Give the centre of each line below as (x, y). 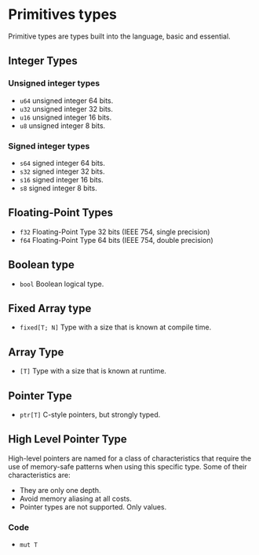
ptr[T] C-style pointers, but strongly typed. (90, 414)
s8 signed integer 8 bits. (58, 188)
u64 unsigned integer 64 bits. (66, 101)
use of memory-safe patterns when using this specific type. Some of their (128, 466)
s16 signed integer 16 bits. (61, 179)
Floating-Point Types (61, 213)
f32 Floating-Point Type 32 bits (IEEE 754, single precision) (115, 232)
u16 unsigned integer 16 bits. (66, 117)
